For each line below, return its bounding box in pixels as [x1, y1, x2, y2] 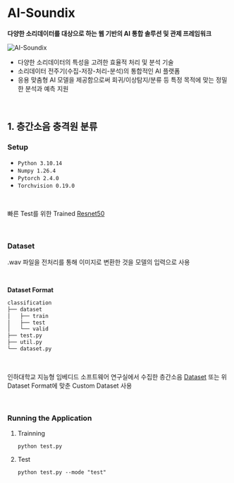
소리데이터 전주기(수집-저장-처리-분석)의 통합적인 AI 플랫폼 [17, 66, 180, 75]
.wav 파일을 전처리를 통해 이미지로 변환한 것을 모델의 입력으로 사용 [7, 258, 190, 266]
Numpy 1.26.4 [17, 167, 56, 174]
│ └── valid [7, 326, 49, 333]
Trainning [17, 429, 46, 438]
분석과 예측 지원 [25, 84, 69, 93]
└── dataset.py [7, 345, 52, 352]
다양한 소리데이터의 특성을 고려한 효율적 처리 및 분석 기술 [17, 58, 174, 66]
